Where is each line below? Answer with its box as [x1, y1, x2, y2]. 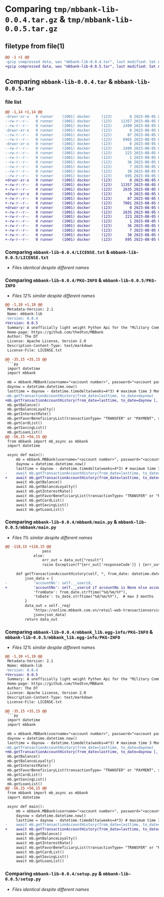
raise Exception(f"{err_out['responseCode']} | [42, 562, 141, 567]
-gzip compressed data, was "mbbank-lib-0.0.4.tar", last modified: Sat [5, 59, 156, 64]
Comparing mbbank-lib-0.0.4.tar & [5, 77, 113, 86]
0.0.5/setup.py [5, 876, 41, 882]
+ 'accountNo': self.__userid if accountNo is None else [5, 585, 147, 590]
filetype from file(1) [5, 42, 65, 50]
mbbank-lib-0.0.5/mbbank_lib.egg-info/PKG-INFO [5, 635, 121, 640]
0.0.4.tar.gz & [5, 14, 66, 25]
